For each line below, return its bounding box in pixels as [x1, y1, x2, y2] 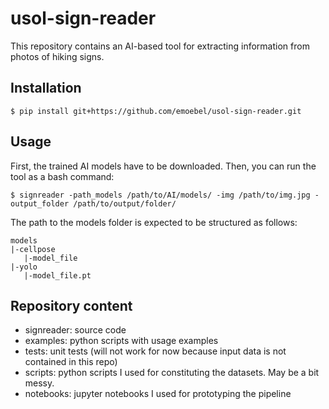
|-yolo [10, 262, 38, 272]
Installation [10, 80, 82, 97]
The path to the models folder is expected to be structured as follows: [10, 216, 298, 228]
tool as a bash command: [10, 170, 115, 182]
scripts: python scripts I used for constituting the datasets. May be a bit [24, 367, 320, 379]
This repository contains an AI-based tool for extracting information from [10, 40, 310, 52]
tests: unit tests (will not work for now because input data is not [24, 345, 287, 357]
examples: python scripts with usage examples [24, 335, 219, 347]
